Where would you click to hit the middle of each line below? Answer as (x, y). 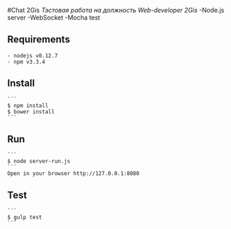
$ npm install (28, 105)
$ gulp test (25, 217)
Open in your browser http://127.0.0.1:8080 (73, 174)
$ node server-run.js (39, 161)
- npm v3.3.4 (26, 62)
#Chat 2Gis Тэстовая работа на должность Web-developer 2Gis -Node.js (116, 10)
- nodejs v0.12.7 (33, 55)
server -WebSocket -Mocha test (54, 18)
